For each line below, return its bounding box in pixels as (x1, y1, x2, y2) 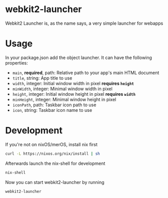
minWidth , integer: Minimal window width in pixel (12, 86, 113, 92)
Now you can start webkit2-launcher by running (5, 179, 105, 185)
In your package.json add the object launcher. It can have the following (5, 54, 152, 60)
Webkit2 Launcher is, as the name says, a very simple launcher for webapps (5, 20, 163, 26)
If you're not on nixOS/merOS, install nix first (5, 141, 98, 147)
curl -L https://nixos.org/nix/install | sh (5, 151, 100, 156)
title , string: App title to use (12, 75, 72, 81)
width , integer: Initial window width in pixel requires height (12, 80, 134, 86)
